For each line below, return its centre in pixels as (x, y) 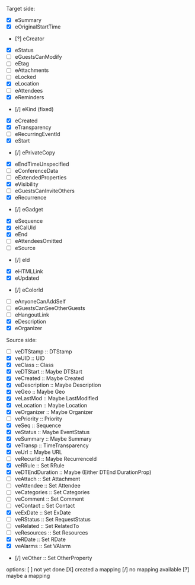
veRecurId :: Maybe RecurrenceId (56, 459)
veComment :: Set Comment (49, 499)
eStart (22, 140)
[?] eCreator (29, 39)
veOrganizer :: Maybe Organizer (54, 412)
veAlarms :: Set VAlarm (43, 546)
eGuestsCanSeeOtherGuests (50, 308)
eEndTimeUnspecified (42, 164)
